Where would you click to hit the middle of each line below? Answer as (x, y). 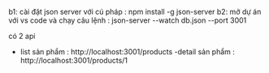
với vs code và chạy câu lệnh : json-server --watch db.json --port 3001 (128, 20)
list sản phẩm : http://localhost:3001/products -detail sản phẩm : (128, 52)
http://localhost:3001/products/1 (74, 60)
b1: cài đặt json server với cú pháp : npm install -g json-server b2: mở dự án (135, 12)
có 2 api (22, 36)
